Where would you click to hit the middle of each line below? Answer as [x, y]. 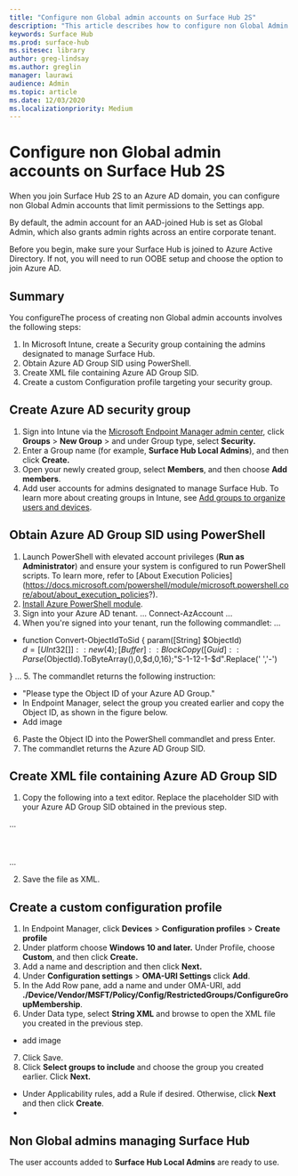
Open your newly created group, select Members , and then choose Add [154, 469]
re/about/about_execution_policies [85, 594]
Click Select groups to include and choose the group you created [143, 1067]
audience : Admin [39, 84]
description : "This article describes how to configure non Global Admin [149, 26]
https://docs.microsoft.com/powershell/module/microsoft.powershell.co [157, 584]
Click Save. [43, 1058]
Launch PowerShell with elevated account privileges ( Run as [133, 556]
